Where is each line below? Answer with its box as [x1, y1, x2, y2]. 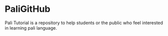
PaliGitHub [5, 3, 51, 15]
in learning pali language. [5, 25, 58, 31]
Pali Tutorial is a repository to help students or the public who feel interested [5, 20, 163, 26]
